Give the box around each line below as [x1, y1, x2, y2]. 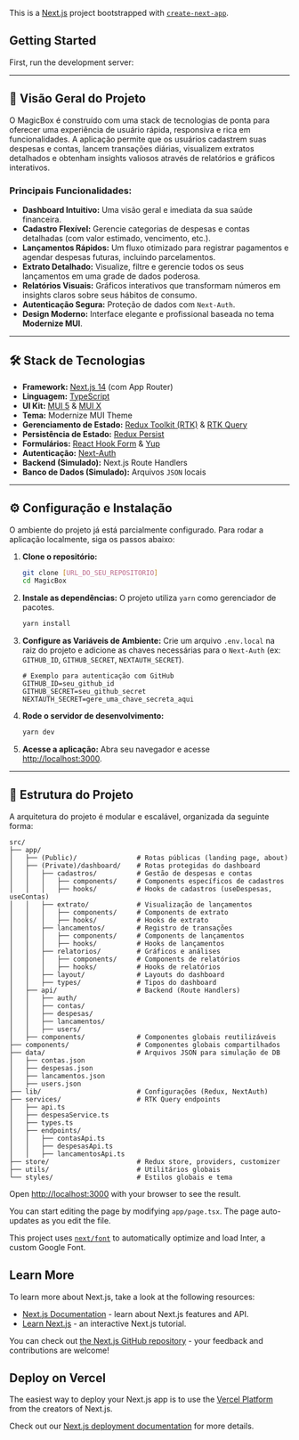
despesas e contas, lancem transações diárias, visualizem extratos [9, 142, 255, 154]
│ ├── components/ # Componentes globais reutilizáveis [9, 1032, 277, 1041]
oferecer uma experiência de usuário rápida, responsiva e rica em [9, 124, 251, 134]
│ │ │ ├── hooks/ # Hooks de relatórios [9, 962, 221, 972]
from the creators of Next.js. [9, 1403, 113, 1414]
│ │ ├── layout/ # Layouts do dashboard [9, 970, 225, 979]
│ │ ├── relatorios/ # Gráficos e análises [9, 947, 221, 956]
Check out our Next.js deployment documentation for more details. [9, 1420, 255, 1432]
